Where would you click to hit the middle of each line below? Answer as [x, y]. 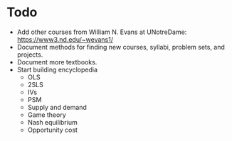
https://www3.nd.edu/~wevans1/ [65, 39]
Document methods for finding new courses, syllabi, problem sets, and [121, 47]
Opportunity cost [52, 130]
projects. [30, 55]
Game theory [47, 115]
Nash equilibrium [52, 122]
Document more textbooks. [57, 62]
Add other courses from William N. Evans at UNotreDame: [102, 32]
